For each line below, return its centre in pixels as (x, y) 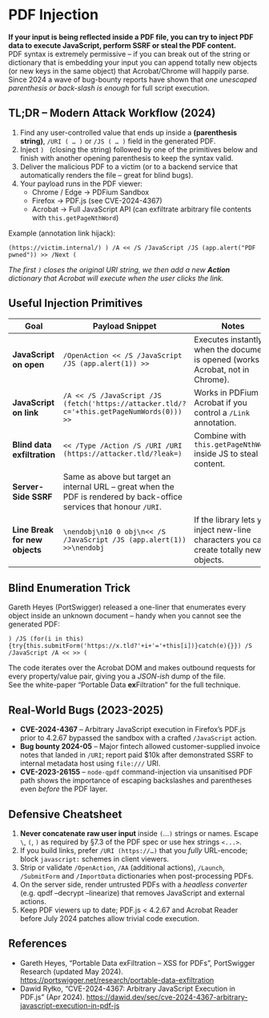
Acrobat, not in (222, 369)
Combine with (220, 436)
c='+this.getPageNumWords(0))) (122, 411)
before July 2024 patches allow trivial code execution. (110, 918)
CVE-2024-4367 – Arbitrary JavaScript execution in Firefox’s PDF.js (132, 730)
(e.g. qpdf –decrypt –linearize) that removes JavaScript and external (132, 893)
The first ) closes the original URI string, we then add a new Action (119, 269)
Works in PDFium (226, 392)
